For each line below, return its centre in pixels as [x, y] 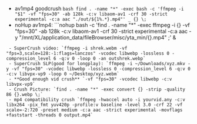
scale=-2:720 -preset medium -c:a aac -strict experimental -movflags [94, 110]
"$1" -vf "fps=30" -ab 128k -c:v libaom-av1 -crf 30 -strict [91, 14]
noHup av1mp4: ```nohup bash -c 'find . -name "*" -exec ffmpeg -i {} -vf [102, 25]
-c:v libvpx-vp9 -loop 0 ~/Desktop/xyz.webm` [63, 74]
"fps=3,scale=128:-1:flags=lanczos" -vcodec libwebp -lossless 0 [88, 53]
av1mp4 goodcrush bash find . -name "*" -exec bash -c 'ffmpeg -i [99, 9]
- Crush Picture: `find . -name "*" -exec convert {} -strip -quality [97, 89]
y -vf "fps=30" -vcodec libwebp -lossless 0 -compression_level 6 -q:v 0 [98, 69]
